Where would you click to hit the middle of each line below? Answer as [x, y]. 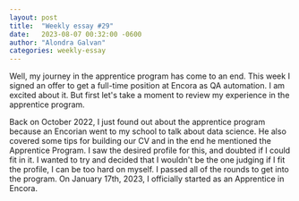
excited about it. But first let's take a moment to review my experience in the [149, 96]
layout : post [34, 17]
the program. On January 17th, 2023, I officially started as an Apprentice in [147, 179]
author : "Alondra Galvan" [57, 42]
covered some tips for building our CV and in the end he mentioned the [140, 141]
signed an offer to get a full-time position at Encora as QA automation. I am [147, 86]
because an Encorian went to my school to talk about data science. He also [148, 131]
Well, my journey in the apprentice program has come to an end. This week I [150, 76]
